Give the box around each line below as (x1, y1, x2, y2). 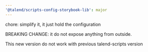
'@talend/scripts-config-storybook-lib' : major (5, 7, 108, 13)
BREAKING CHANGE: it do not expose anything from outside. (5, 31, 132, 37)
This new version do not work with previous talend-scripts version (5, 41, 143, 47)
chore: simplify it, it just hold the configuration (5, 21, 101, 27)
